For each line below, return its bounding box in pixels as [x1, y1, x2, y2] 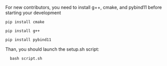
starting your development [5, 10, 61, 16]
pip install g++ [5, 28, 40, 34]
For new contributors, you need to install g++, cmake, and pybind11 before [5, 5, 162, 10]
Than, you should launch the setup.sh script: [5, 46, 99, 52]
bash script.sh [10, 56, 43, 61]
